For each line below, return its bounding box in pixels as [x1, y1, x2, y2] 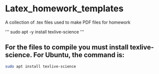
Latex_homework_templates [5, 3, 124, 14]
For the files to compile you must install [5, 43, 129, 52]
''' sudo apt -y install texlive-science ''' [5, 29, 84, 35]
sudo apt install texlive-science [5, 64, 77, 69]
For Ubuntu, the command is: [33, 51, 125, 59]
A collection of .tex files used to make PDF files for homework [5, 19, 131, 25]
